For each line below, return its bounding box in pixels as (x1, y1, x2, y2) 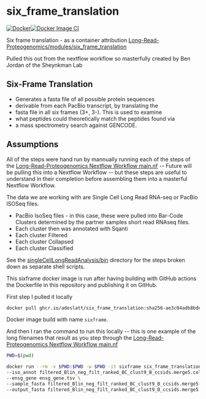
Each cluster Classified (15, 244, 74, 252)
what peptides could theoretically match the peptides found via (15, 115, 175, 122)
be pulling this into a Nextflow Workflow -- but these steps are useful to (6, 169, 187, 176)
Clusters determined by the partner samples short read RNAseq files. (15, 218, 190, 226)
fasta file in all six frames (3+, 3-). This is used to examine (15, 108, 162, 116)
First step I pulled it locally (6, 293, 72, 300)
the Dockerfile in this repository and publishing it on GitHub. (6, 281, 158, 289)
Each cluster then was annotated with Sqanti (15, 225, 128, 232)
